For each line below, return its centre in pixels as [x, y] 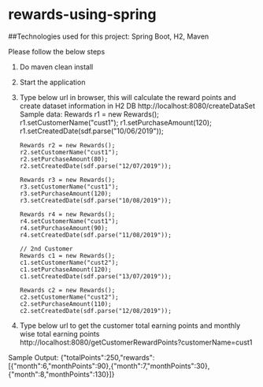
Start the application [52, 82]
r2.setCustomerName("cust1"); [69, 152]
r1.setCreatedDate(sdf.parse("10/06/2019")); [91, 131]
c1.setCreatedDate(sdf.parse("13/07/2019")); [95, 276]
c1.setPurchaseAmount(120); [65, 270]
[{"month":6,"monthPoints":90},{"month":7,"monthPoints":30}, [109, 366]
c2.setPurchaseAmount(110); [65, 304]
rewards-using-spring [82, 15]
